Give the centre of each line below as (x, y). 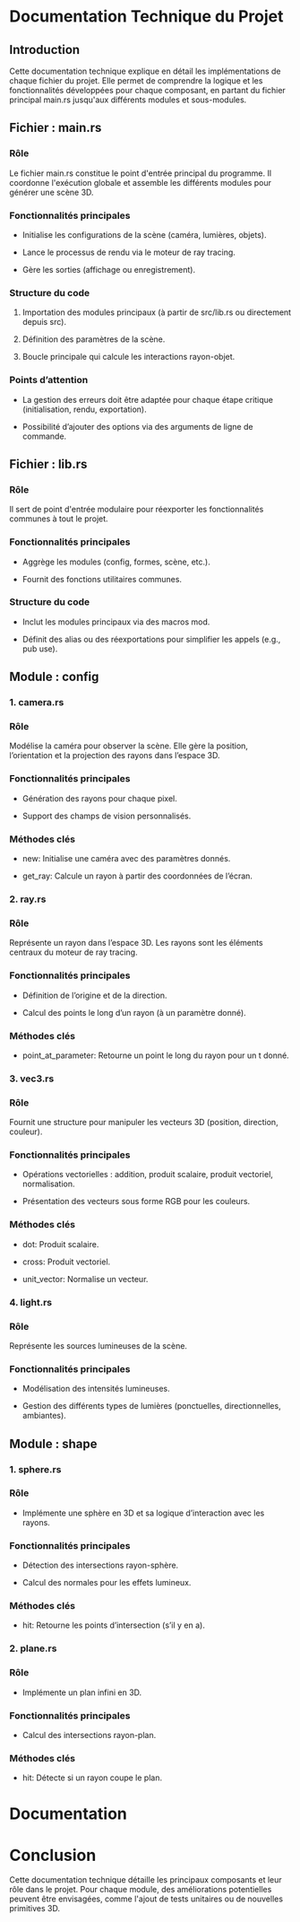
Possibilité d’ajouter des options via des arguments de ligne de (137, 426)
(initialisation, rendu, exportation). (84, 409)
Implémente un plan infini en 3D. (82, 1692)
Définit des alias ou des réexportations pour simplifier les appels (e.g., (151, 639)
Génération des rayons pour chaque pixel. (99, 798)
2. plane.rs (33, 1648)
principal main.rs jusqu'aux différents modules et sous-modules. (128, 100)
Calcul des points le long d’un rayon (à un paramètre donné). (134, 1012)
